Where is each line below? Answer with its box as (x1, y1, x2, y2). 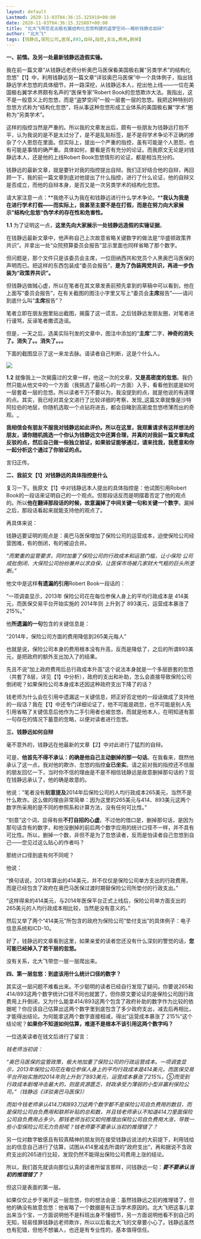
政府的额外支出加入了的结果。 (26, 653, 100, 660)
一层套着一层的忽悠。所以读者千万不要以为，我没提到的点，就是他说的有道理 (6, 389, 194, 396)
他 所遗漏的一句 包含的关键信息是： (6, 620, 90, 627)
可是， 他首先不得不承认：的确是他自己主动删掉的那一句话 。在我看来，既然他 (6, 754, 194, 761)
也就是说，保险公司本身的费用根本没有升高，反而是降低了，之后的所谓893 (6, 645, 188, 653)
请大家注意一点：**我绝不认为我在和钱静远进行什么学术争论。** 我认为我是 (6, 194, 190, 201)
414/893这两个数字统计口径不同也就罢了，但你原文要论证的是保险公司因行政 (6, 991, 194, 997)
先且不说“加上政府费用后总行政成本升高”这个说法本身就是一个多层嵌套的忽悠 (6, 666, 194, 672)
